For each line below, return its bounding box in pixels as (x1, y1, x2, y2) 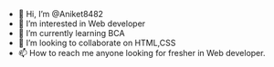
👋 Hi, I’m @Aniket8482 (17, 9, 103, 19)
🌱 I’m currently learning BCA (17, 28, 125, 38)
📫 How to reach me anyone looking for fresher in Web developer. (17, 48, 266, 58)
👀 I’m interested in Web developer (17, 18, 146, 29)
